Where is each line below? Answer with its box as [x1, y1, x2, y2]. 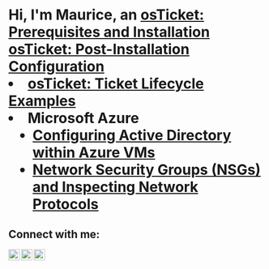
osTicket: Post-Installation [8, 41, 190, 58]
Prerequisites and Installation [8, 23, 211, 41]
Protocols [32, 195, 99, 214]
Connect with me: [8, 227, 100, 241]
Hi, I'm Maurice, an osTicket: [8, 6, 205, 24]
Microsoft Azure [28, 109, 139, 127]
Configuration [8, 58, 105, 76]
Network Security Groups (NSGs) [32, 160, 261, 179]
